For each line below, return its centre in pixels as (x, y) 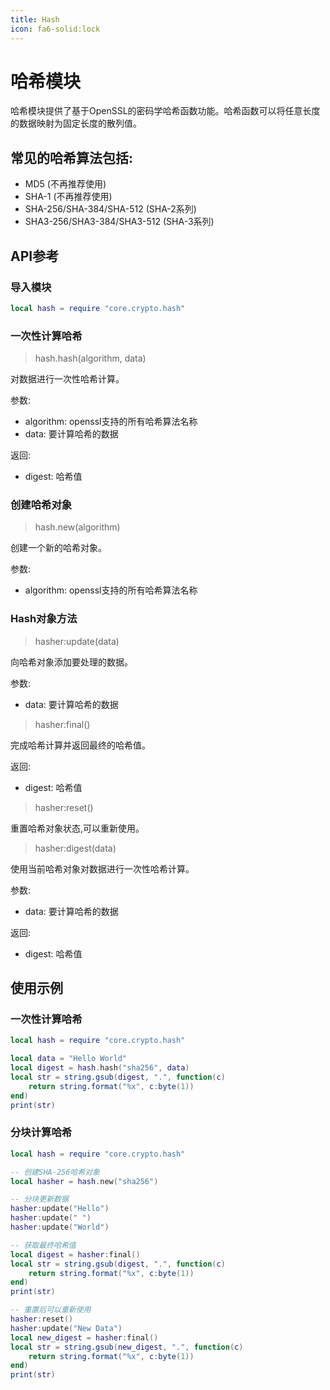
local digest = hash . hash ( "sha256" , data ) (100, 1068)
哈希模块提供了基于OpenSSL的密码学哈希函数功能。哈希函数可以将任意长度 (165, 111)
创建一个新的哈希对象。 (58, 548)
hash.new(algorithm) (77, 527)
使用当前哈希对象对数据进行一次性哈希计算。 (102, 868)
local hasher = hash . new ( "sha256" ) (84, 1181)
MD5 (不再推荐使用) (65, 184)
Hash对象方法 (44, 619)
